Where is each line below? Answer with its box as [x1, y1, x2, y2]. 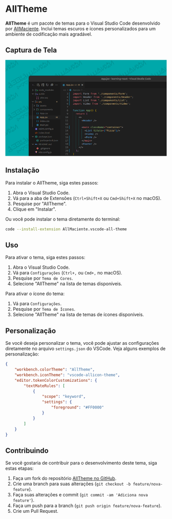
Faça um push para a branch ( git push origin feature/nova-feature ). [12, 503, 162, 509]
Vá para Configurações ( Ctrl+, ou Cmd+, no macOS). [12, 270, 123, 276]
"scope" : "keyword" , [41, 394, 86, 399]
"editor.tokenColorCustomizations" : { [14, 378, 97, 383]
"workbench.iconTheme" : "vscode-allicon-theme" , [14, 372, 120, 378]
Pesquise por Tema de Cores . [12, 275, 73, 282]
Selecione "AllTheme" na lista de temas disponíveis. [12, 281, 122, 287]
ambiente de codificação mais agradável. [5, 31, 92, 37]
